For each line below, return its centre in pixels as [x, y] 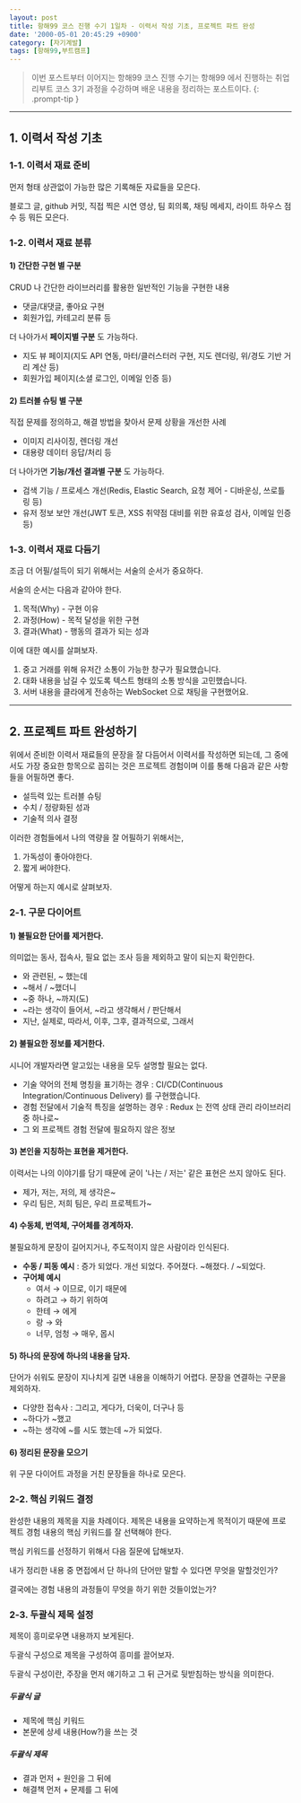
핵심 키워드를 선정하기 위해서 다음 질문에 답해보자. [97, 1551]
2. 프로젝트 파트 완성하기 [73, 731]
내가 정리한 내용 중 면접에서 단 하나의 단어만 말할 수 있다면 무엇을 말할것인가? [144, 1570]
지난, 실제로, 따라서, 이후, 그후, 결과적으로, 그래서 [108, 1021]
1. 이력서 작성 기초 [56, 138]
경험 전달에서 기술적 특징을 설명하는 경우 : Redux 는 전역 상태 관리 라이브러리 [156, 1107]
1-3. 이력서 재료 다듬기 [55, 550]
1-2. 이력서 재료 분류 [51, 242]
